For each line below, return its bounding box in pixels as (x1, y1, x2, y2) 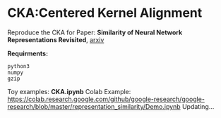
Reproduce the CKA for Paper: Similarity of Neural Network (7, 28, 183, 37)
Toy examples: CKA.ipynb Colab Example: (7, 87, 131, 96)
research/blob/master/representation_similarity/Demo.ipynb (7, 102, 181, 110)
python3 (7, 63, 30, 70)
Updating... (182, 102, 215, 110)
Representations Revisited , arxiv (7, 35, 104, 44)
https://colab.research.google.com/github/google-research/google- (7, 95, 205, 103)
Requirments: (7, 49, 48, 58)
